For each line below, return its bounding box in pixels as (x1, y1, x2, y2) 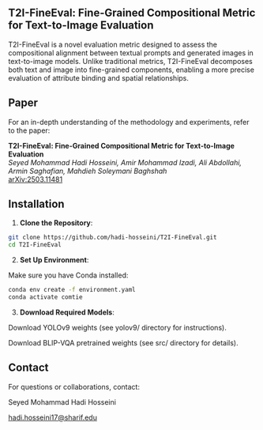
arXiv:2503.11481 (8, 174, 63, 184)
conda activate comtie (8, 293, 83, 301)
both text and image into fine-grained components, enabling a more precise (8, 65, 255, 74)
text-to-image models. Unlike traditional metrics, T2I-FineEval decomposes (8, 56, 253, 66)
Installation (8, 198, 65, 211)
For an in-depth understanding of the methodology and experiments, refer (8, 117, 250, 126)
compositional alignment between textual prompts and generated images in (8, 47, 254, 58)
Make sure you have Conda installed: (8, 270, 129, 280)
